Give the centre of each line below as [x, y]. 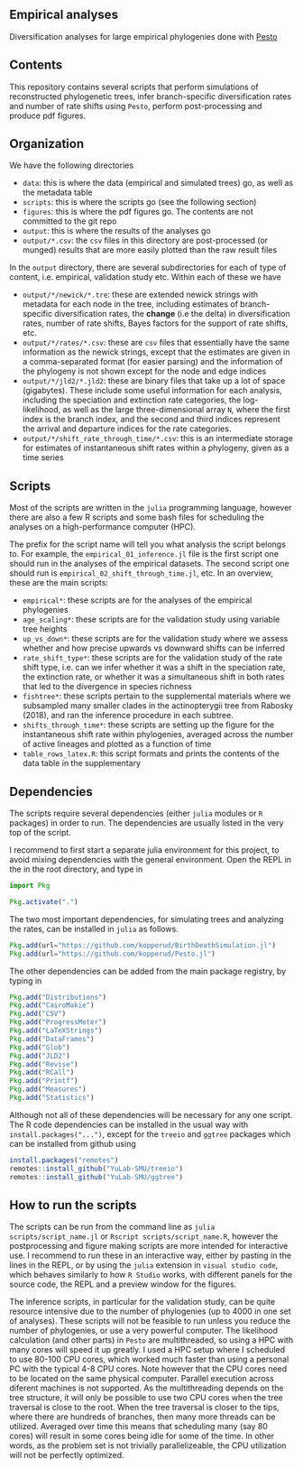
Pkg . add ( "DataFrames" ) [52, 1039]
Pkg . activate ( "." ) [44, 901]
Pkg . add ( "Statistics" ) [52, 1098]
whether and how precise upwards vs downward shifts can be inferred [154, 648]
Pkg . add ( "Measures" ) [48, 1090]
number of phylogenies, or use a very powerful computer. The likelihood [143, 1331]
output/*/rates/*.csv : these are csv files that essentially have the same [156, 343]
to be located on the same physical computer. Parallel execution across [142, 1379]
